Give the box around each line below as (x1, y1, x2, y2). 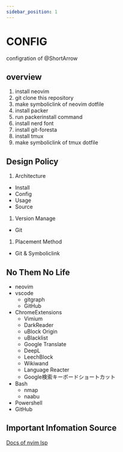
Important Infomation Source (6, 423, 117, 433)
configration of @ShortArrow (6, 55, 78, 62)
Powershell (14, 399, 43, 406)
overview (6, 72, 42, 82)
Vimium (23, 315, 43, 322)
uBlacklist (23, 334, 48, 341)
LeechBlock (23, 353, 53, 361)
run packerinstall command (14, 114, 83, 121)
